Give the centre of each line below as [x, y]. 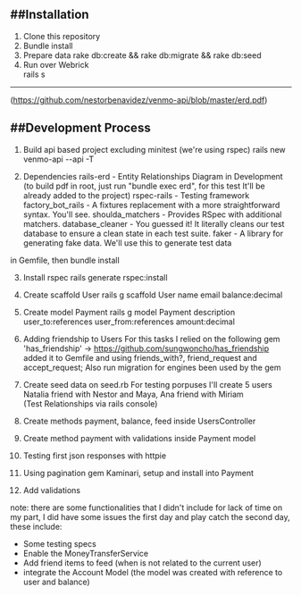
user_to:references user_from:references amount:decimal [129, 322]
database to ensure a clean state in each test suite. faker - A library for [153, 233]
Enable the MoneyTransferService [86, 553]
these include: [36, 526]
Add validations [52, 490]
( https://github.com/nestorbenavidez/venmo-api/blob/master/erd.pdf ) [139, 100]
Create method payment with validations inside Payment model [139, 438]
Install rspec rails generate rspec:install [95, 277]
